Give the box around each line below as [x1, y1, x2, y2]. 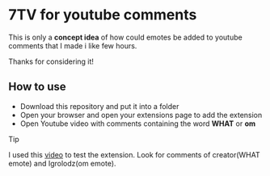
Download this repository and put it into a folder [19, 101, 179, 111]
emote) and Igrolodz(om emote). [8, 158, 116, 168]
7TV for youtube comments [8, 6, 197, 24]
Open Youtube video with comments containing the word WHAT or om [19, 119, 256, 128]
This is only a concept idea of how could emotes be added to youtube [8, 32, 243, 42]
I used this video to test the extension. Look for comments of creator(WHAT [8, 149, 260, 159]
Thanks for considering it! [8, 57, 95, 66]
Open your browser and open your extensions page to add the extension [19, 110, 263, 119]
